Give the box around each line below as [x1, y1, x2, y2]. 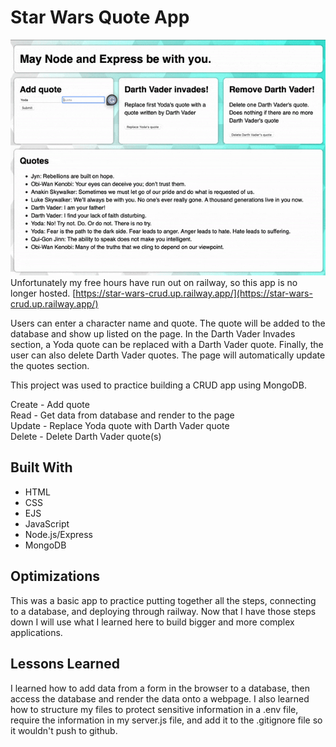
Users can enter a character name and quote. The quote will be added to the [10, 317, 326, 330]
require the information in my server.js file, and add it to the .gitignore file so [10, 714, 323, 726]
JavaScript [24, 517, 70, 530]
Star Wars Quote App [10, 6, 190, 29]
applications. [10, 626, 63, 638]
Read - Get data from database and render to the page [10, 409, 235, 421]
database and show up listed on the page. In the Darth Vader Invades [10, 328, 296, 340]
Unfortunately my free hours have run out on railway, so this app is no [10, 277, 298, 289]
